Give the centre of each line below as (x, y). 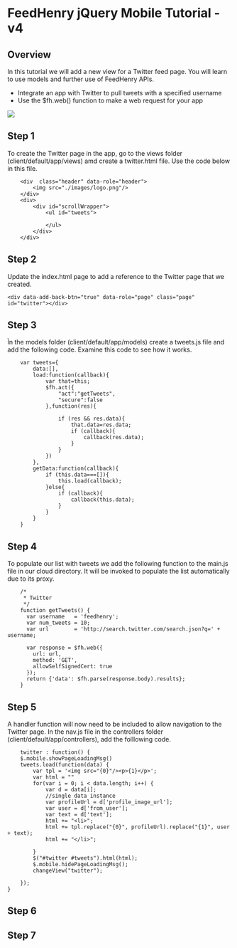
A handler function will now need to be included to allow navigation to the (115, 725)
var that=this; (68, 381)
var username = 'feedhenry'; (72, 617)
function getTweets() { (55, 611)
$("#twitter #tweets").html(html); (86, 858)
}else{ (55, 488)
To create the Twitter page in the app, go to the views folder (95, 153)
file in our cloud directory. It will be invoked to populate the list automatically (118, 572)
